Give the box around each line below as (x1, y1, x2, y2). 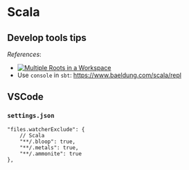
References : (7, 50, 42, 58)
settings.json (7, 112, 55, 120)
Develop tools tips (7, 32, 87, 44)
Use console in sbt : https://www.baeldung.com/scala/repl (17, 71, 182, 79)
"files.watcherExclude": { (7, 126, 85, 133)
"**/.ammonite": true (19, 150, 82, 157)
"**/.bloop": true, (19, 138, 76, 145)
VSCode (7, 91, 44, 103)
